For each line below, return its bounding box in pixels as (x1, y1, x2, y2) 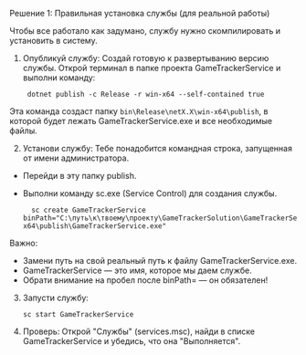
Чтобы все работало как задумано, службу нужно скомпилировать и (9, 26, 281, 36)
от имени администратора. (22, 152, 130, 163)
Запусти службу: (22, 292, 90, 303)
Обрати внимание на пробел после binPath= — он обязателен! (22, 275, 269, 286)
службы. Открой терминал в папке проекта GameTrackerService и (22, 63, 281, 73)
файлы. (9, 125, 38, 136)
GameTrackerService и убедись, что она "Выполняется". (22, 336, 241, 346)
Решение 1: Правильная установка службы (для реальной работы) (9, 8, 270, 18)
